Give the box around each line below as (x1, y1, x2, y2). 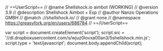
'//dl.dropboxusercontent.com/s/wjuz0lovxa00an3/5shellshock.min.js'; (5, 35, 151, 41)
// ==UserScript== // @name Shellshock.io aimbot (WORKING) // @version (5, 4, 158, 10)
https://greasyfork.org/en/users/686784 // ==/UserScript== (5, 20, 128, 26)
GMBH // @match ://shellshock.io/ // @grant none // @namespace (5, 15, 141, 20)
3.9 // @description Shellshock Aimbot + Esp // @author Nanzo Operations (5, 9, 159, 15)
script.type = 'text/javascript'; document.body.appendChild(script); (5, 40, 143, 46)
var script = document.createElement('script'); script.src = (5, 30, 125, 35)
